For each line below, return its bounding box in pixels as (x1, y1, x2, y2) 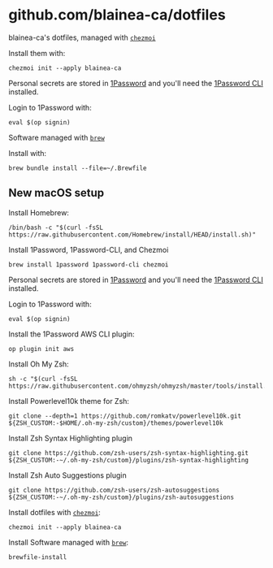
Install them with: (8, 48, 66, 58)
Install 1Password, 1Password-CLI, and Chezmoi (8, 245, 169, 254)
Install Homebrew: (8, 207, 69, 217)
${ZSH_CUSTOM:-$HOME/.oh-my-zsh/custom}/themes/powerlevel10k (8, 418, 223, 427)
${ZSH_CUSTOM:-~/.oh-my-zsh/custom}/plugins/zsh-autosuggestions (8, 493, 234, 501)
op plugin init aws (8, 345, 75, 353)
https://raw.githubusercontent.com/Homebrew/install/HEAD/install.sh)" (8, 230, 256, 239)
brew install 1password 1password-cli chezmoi (8, 260, 169, 269)
